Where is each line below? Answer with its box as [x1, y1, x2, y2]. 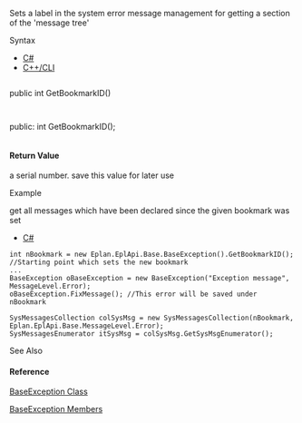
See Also [9, 345, 44, 357]
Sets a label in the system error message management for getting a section [9, 8, 290, 18]
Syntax [9, 35, 36, 45]
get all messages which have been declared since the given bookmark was [9, 205, 290, 216]
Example [9, 188, 43, 199]
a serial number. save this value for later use [9, 170, 175, 181]
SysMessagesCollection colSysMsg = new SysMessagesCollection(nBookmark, [9, 313, 295, 323]
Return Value [9, 150, 60, 161]
